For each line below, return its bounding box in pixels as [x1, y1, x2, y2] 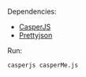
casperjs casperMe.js [7, 61, 79, 69]
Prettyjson [18, 31, 53, 40]
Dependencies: [7, 7, 57, 16]
